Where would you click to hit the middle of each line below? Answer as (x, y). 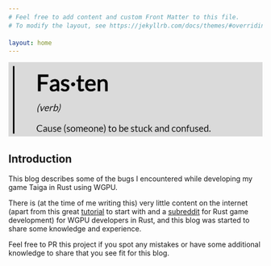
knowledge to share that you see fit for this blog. (89, 253)
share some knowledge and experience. (75, 228)
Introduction (40, 159)
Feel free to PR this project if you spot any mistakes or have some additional (134, 244)
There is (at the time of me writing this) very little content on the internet (128, 203)
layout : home (30, 43)
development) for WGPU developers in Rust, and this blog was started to (129, 220)
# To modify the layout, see (57, 25)
